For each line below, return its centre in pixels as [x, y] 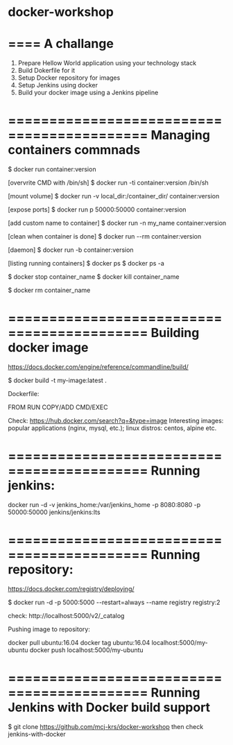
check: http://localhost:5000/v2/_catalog [66, 615]
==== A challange [61, 44]
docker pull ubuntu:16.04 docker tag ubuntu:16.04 [79, 642]
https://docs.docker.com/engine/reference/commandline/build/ [98, 367]
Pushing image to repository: [49, 629]
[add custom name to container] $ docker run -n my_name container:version [117, 223]
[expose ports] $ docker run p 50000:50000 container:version [97, 209]
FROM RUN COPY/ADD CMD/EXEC [58, 407]
